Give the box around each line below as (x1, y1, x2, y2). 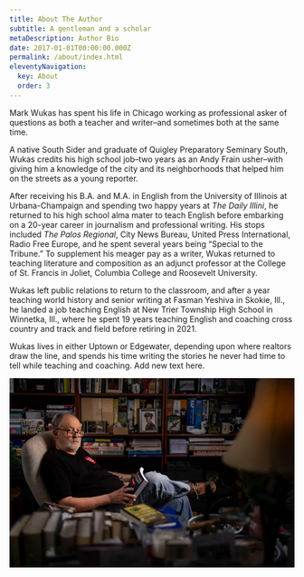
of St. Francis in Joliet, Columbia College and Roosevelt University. (9, 267, 258, 278)
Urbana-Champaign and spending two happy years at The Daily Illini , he (9, 200, 279, 211)
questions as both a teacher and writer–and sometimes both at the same (9, 117, 280, 128)
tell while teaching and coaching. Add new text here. (9, 360, 205, 371)
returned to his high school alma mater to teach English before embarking (9, 209, 284, 221)
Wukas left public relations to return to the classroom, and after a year (9, 285, 271, 296)
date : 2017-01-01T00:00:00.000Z (9, 43, 131, 52)
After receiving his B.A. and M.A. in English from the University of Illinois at (9, 190, 288, 201)
